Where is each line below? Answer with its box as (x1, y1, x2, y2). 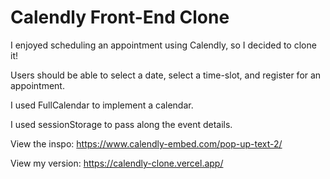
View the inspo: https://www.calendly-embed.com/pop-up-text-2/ (10, 137, 283, 150)
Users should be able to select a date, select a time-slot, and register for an (10, 69, 322, 81)
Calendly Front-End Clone (10, 6, 230, 29)
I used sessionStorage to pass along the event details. (10, 118, 233, 130)
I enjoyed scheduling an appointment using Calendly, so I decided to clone (10, 39, 317, 51)
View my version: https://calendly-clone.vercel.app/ (10, 157, 224, 169)
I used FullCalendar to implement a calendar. (10, 99, 194, 111)
